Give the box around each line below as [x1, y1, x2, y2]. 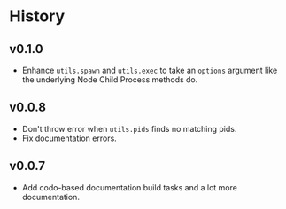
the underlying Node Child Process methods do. [21, 74, 198, 85]
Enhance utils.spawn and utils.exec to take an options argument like [21, 65, 278, 75]
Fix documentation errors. [21, 133, 117, 143]
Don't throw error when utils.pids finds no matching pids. [21, 123, 237, 134]
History [9, 6, 66, 27]
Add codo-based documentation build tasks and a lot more [21, 182, 237, 192]
